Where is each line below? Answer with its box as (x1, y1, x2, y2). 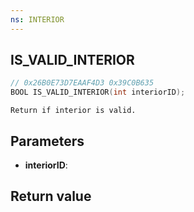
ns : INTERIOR (10, 14, 65, 25)
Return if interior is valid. (10, 106, 137, 116)
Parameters (10, 132, 85, 150)
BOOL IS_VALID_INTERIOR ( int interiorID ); (10, 87, 186, 98)
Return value (10, 188, 92, 205)
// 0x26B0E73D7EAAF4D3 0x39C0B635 (10, 78, 155, 88)
